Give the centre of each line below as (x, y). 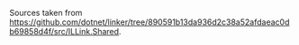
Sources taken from (46, 13)
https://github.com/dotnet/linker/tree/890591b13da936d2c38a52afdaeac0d (149, 22)
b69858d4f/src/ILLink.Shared (64, 31)
